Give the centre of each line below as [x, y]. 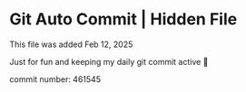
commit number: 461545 [55, 79]
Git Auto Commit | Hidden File [123, 19]
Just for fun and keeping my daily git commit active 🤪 [109, 61]
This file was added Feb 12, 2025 [71, 44]
